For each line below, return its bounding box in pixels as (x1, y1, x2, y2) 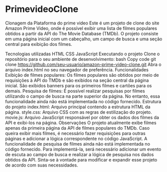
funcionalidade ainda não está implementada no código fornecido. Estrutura (5, 98, 162, 104)
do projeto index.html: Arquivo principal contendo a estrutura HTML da (5, 104, 151, 110)
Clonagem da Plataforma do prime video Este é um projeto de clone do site (5, 20, 160, 26)
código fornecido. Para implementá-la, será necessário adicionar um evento (5, 146, 162, 152)
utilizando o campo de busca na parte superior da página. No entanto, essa (5, 93, 161, 99)
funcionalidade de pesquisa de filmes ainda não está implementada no (5, 141, 151, 147)
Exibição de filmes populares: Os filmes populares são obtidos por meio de (5, 72, 159, 78)
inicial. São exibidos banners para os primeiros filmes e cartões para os (5, 82, 152, 88)
